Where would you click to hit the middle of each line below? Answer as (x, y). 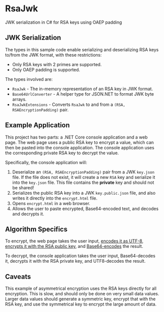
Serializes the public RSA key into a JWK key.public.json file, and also (84, 193)
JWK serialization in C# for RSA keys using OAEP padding (64, 22)
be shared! (23, 187)
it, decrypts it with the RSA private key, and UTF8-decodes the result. (75, 261)
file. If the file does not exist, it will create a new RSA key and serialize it (84, 177)
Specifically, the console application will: (46, 162)
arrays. (19, 99)
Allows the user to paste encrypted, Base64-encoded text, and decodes (85, 208)
